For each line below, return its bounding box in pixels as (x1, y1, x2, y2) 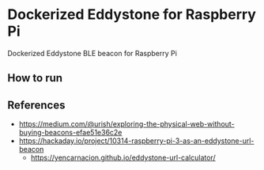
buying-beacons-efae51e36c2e (18, 128, 123, 138)
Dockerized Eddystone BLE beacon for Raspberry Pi (7, 48, 177, 58)
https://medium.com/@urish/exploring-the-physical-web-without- (18, 119, 235, 129)
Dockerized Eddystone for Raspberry (7, 6, 256, 24)
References (7, 98, 66, 111)
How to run (7, 71, 63, 85)
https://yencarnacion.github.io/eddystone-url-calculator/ (30, 153, 216, 163)
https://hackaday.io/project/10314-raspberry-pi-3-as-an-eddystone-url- (18, 136, 255, 145)
